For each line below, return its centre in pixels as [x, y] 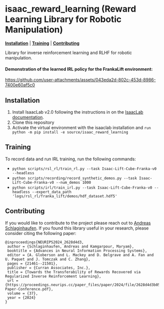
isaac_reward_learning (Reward [71, 9]
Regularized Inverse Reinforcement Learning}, [53, 276]
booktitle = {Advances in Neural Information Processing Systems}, [77, 251]
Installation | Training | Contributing [42, 43]
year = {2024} [21, 298]
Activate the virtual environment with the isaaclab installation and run [82, 127]
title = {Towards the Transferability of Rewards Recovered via [74, 272]
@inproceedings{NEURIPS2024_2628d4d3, [44, 242]
